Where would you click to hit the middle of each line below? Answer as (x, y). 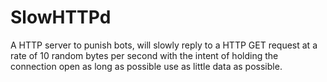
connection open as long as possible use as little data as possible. (146, 66)
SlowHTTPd (61, 17)
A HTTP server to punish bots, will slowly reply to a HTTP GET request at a (164, 45)
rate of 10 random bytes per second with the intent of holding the (144, 55)
